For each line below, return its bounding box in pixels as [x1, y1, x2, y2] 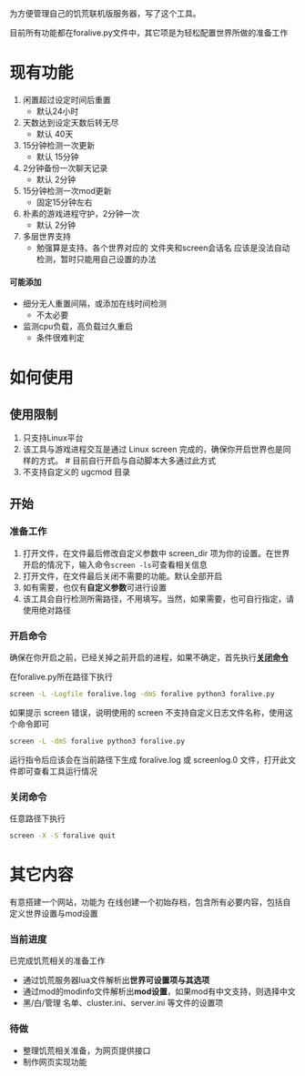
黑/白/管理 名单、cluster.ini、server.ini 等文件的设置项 [22, 998, 224, 1009]
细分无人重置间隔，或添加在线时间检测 [22, 299, 167, 310]
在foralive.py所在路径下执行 [9, 672, 114, 683]
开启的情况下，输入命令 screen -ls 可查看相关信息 [22, 559, 208, 570]
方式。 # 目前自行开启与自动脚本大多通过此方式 [38, 455, 217, 466]
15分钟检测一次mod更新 [22, 185, 112, 196]
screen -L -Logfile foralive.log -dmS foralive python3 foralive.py [9, 690, 275, 699]
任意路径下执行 [9, 813, 66, 824]
